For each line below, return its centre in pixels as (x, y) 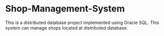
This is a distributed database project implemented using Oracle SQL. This (82, 22)
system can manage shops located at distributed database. (67, 27)
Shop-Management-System (65, 9)
